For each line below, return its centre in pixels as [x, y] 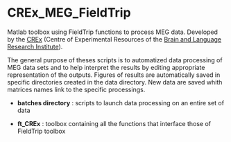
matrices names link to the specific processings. [76, 89]
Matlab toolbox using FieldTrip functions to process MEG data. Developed [113, 32]
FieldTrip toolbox [41, 131]
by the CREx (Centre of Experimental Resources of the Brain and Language [114, 39]
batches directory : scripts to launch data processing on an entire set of [120, 103]
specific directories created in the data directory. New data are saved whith [115, 82]
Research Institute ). [35, 46]
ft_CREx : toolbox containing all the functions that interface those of [114, 123]
